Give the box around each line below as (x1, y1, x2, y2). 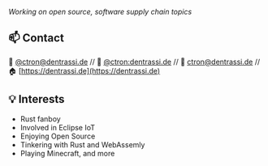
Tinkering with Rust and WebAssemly (19, 139, 145, 149)
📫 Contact (8, 32, 65, 45)
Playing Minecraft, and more (19, 148, 115, 158)
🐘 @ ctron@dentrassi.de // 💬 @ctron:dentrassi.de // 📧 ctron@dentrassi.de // (8, 57, 261, 66)
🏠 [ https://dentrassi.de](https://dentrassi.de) (8, 66, 161, 75)
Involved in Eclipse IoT (19, 122, 96, 132)
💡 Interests (8, 92, 65, 106)
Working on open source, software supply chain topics (8, 7, 192, 16)
